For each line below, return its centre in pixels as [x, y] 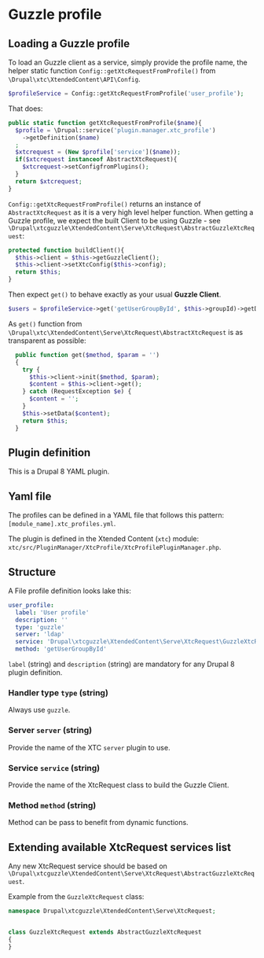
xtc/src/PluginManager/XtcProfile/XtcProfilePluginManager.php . [115, 547]
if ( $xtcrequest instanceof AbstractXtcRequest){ [96, 160]
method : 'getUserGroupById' [61, 649]
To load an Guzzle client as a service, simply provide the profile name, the [128, 62]
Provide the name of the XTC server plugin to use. [89, 747]
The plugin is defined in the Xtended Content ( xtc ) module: [104, 539]
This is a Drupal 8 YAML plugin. [59, 472]
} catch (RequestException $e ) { [77, 392]
